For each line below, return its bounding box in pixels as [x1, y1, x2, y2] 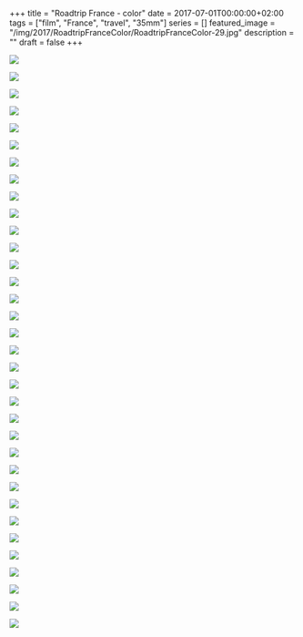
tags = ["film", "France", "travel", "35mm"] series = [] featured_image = [9, 17, 276, 28]
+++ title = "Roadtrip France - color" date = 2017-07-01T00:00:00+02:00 [9, 8, 284, 18]
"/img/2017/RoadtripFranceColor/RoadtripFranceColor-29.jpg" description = [9, 27, 295, 37]
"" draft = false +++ [9, 36, 84, 47]
